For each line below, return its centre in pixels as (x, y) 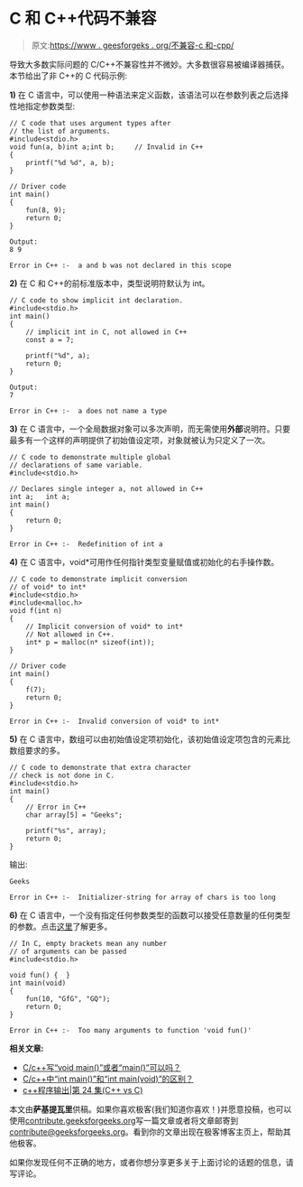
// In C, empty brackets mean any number (88, 943)
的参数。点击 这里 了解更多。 (61, 926)
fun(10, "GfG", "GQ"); (68, 998)
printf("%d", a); (58, 356)
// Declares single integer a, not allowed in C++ (106, 488)
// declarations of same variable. (76, 465)
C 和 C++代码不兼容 (83, 19)
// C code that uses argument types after (90, 123)
